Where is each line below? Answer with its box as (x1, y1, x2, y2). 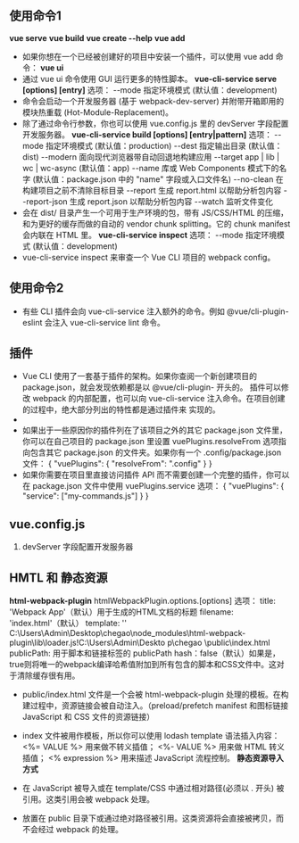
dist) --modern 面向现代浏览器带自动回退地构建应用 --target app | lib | (21, 151, 279, 162)
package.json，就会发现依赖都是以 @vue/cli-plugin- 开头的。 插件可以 (21, 382, 281, 393)
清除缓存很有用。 (16, 670, 80, 681)
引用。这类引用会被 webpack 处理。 (21, 794, 154, 805)
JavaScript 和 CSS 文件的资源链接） (21, 712, 155, 723)
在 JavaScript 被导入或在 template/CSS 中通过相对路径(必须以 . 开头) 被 (21, 783, 285, 794)
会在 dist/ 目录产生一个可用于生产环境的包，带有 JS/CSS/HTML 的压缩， (21, 207, 288, 218)
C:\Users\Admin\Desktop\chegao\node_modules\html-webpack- (9, 628, 246, 639)
